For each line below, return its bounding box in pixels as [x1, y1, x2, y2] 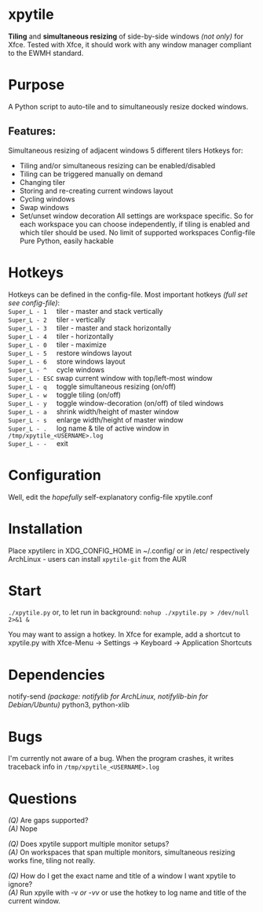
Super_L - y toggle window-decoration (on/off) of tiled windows [8, 398, 224, 408]
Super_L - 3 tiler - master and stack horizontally [8, 323, 171, 332]
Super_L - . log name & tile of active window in [8, 423, 170, 433]
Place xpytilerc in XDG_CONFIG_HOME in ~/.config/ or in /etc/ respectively [8, 545, 250, 556]
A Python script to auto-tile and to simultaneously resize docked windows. [8, 102, 249, 111]
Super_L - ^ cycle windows [8, 364, 104, 375]
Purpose [8, 76, 65, 94]
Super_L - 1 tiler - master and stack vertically [8, 306, 163, 316]
